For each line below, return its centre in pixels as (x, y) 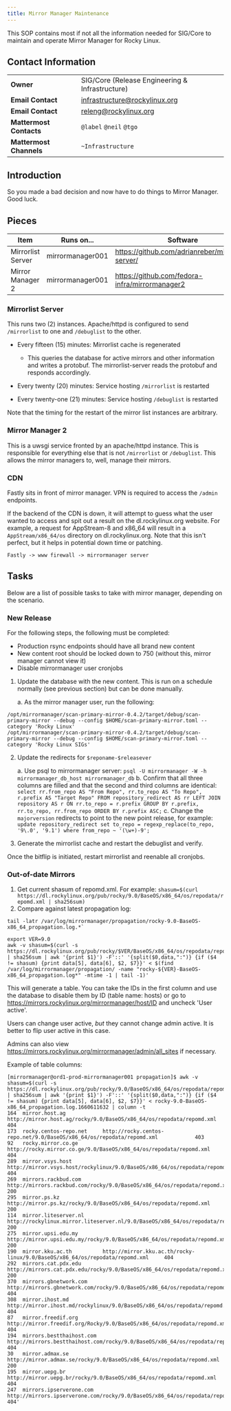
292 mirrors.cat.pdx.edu (44, 1264)
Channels (26, 151)
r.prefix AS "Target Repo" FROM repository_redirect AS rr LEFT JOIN (119, 798)
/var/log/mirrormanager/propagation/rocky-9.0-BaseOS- (121, 922)
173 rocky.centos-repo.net (47, 1131)
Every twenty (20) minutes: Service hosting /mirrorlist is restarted (113, 386)
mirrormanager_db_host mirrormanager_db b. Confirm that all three (110, 778)
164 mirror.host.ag (37, 1113)
